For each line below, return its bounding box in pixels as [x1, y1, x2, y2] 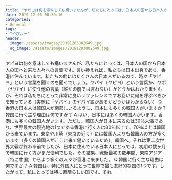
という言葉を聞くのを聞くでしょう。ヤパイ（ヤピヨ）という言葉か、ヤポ [14, 79, 166, 85]
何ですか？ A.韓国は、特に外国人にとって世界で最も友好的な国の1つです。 [5, 162, 160, 169]
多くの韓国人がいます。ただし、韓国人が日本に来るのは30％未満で [18, 118, 159, 124]
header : [5, 36, 22, 41]
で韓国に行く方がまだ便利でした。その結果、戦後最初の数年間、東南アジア [5, 149, 162, 156]
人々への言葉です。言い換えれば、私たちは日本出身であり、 [36, 66, 162, 73]
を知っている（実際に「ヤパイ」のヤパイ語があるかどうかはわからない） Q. [5, 98, 163, 105]
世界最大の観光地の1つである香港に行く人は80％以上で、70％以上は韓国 [14, 124, 166, 130]
